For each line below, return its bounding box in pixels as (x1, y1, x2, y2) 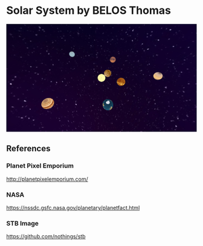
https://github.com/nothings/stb (6, 233, 86, 240)
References (6, 143, 51, 154)
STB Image (6, 219, 39, 227)
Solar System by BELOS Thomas (6, 4, 171, 17)
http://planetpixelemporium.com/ (6, 175, 89, 183)
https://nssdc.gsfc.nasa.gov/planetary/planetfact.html (6, 204, 140, 211)
